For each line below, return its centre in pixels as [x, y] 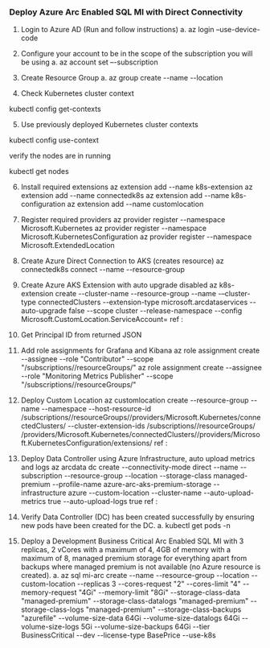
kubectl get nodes [39, 171]
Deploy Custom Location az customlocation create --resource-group [135, 400]
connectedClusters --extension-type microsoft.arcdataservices [143, 302]
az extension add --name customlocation [135, 204]
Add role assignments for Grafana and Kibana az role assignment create [140, 351]
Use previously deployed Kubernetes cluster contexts [110, 125]
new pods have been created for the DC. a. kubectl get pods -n [126, 526]
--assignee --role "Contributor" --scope [87, 359]
